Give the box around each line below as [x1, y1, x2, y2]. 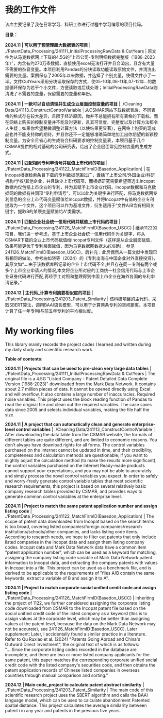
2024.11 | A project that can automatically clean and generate [5, 421, 131, 427]
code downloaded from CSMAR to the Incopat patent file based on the [5, 605, 146, 611]
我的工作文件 [5, 4, 57, 16]
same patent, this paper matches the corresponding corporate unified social [5, 657, 158, 663]
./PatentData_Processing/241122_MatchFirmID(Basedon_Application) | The [5, 513, 154, 519]
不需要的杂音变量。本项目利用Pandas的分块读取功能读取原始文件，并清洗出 [5, 66, 156, 72]
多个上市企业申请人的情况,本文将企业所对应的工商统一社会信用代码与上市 [5, 267, 151, 273]
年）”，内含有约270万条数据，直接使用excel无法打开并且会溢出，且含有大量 [5, 60, 155, 66]
